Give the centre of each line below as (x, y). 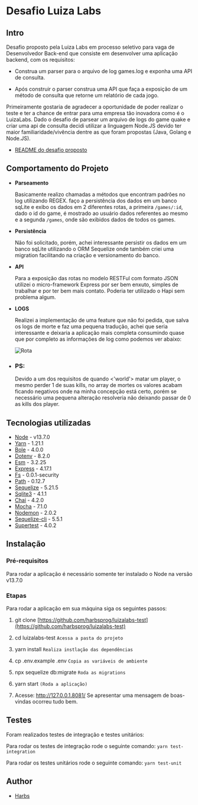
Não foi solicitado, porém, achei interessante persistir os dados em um (101, 242)
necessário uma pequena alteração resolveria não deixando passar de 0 (103, 398)
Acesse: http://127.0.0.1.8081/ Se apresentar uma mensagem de (92, 695)
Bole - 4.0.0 (29, 449)
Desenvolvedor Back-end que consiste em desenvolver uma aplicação (92, 53)
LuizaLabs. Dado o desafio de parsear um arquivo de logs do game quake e (98, 119)
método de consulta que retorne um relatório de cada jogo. (87, 95)
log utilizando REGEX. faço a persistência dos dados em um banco (96, 201)
